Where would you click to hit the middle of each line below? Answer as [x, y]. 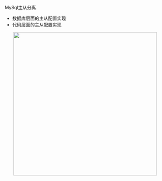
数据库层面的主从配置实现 [39, 18]
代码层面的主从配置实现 [37, 25]
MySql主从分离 [20, 7]
